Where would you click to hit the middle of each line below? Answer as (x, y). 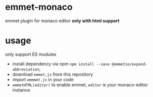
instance (21, 90)
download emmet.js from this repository (52, 74)
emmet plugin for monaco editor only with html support (62, 21)
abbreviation (26, 69)
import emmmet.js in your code (43, 79)
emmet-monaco (39, 7)
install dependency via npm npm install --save (61, 64)
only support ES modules (31, 54)
